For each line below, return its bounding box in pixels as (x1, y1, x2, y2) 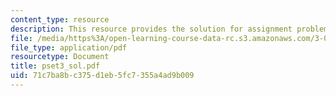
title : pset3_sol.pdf (10, 61, 101, 71)
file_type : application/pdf (10, 42, 128, 53)
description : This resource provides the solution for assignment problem (10, 24, 329, 34)
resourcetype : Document (10, 52, 110, 62)
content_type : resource (10, 14, 110, 25)
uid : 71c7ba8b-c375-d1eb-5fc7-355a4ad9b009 (10, 71, 195, 81)
